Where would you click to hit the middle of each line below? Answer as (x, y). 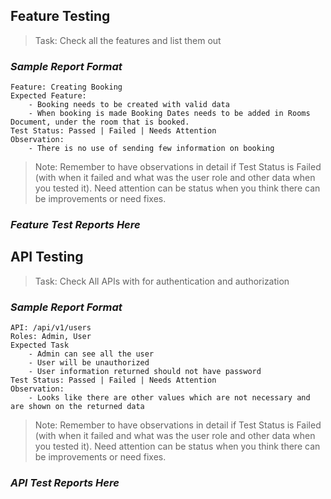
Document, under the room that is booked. (100, 122)
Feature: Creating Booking (66, 87)
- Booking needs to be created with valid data (129, 105)
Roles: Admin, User (51, 337)
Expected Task (40, 345)
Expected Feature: (48, 96)
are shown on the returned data (77, 407)
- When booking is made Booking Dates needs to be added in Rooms (169, 114)
